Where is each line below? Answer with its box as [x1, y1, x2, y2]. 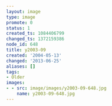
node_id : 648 [6, 42, 38, 48]
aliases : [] [6, 63, 35, 69]
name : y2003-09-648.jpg [17, 91, 75, 97]
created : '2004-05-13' [6, 52, 62, 58]
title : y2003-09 [6, 47, 46, 53]
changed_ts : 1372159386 [6, 36, 65, 42]
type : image [6, 14, 35, 20]
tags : [6, 69, 19, 75]
